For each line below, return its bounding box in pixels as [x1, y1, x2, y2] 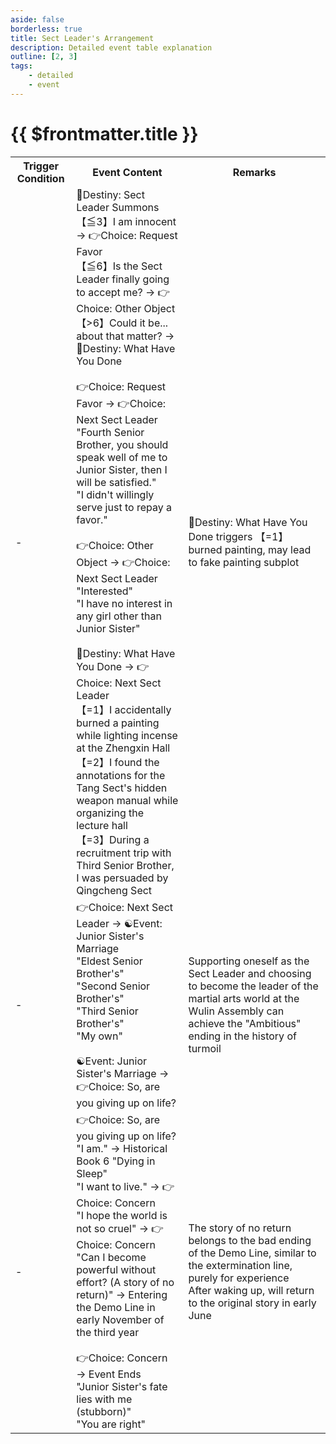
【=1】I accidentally [76, 702, 172, 716]
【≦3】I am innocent [76, 214, 177, 228]
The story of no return [188, 1221, 292, 1235]
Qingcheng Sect [76, 883, 153, 897]
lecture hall [76, 818, 128, 832]
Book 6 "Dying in [76, 1154, 156, 1168]
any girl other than [76, 609, 162, 623]
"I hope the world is [76, 1208, 168, 1222]
